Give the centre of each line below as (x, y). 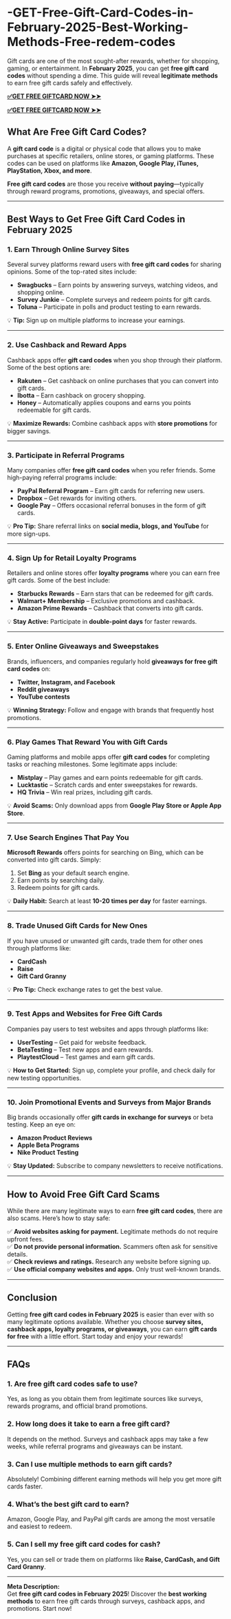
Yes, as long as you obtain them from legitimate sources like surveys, (105, 1399)
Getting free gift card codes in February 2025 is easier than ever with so (111, 1314)
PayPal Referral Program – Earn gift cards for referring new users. (111, 491)
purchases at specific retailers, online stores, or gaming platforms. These (111, 155)
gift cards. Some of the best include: (59, 580)
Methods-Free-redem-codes (91, 42)
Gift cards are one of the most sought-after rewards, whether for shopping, (113, 61)
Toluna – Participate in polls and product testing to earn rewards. (109, 307)
